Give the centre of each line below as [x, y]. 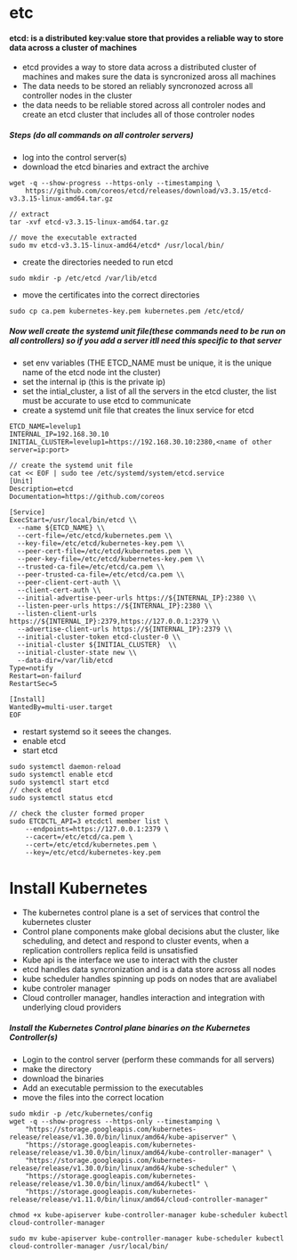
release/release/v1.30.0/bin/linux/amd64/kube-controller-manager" [137, 1153]
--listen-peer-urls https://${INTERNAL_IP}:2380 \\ [115, 606]
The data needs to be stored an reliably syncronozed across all [137, 86]
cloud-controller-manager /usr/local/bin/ [89, 1247]
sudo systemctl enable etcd [61, 775]
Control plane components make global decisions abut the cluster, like [151, 932]
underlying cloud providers [72, 1007]
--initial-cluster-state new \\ [77, 653]
